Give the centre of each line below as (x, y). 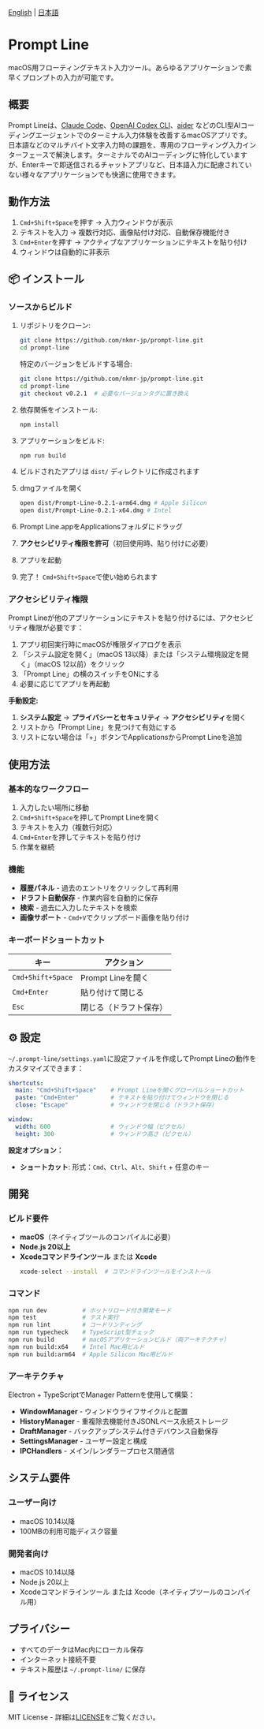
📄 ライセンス (39, 1696)
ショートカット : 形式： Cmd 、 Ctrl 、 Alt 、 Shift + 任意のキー (115, 1167)
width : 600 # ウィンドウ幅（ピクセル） (102, 1126)
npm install (39, 424)
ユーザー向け (32, 1503)
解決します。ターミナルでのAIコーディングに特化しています (152, 155)
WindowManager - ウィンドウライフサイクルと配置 (104, 1411)
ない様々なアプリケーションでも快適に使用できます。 (94, 174)
